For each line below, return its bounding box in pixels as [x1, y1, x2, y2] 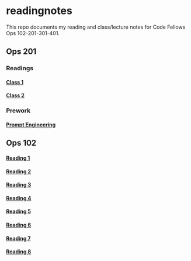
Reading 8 [6, 248, 32, 255]
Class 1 [6, 78, 24, 85]
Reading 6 [6, 221, 32, 228]
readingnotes [6, 4, 73, 18]
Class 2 [6, 92, 25, 99]
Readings [6, 64, 34, 73]
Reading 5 [6, 208, 31, 215]
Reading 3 [6, 181, 32, 188]
